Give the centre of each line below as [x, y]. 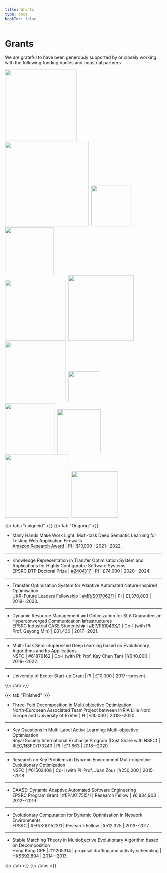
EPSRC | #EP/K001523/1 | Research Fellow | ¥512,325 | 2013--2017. [81, 826]
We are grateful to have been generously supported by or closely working [81, 57]
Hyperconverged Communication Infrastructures [62, 621]
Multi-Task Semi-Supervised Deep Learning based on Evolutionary [81, 646]
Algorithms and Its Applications [44, 651]
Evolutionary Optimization [39, 765]
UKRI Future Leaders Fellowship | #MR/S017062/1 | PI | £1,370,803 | [82, 596]
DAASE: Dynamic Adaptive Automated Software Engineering [74, 790]
